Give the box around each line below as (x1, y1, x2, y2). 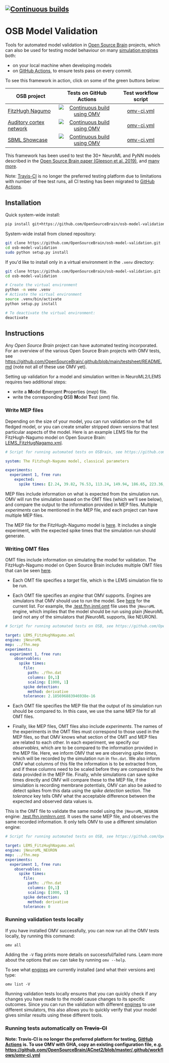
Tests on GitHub (67, 89, 107, 96)
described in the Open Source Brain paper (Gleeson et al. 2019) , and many (5, 158, 160, 164)
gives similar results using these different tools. (5, 1012, 103, 1018)
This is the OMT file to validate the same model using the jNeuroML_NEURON (5, 808, 158, 814)
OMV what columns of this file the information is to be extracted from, (12, 761, 157, 767)
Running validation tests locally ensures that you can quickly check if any (5, 990, 157, 996)
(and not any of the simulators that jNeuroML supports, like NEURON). (12, 614, 158, 620)
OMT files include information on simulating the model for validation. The (5, 557, 156, 563)
